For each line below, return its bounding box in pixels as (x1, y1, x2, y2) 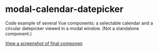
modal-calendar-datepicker (5, 3, 124, 15)
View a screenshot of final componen (5, 40, 83, 46)
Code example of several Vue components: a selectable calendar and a (5, 20, 153, 26)
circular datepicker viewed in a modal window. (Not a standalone (5, 25, 139, 31)
